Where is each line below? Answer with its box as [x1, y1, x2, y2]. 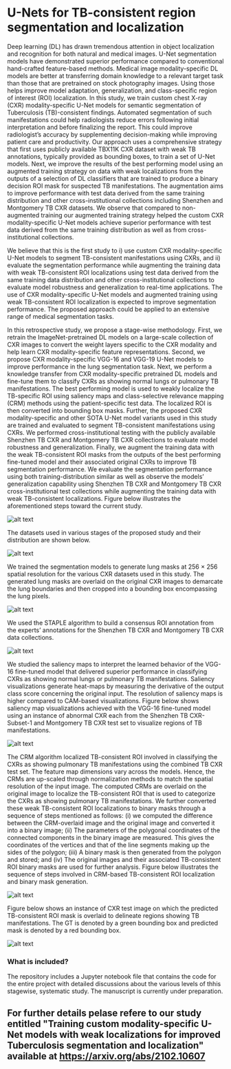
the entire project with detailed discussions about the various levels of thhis [7, 980, 221, 988]
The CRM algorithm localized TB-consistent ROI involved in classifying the [7, 752, 218, 761]
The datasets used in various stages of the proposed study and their [7, 528, 201, 536]
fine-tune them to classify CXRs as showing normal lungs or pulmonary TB [7, 377, 219, 385]
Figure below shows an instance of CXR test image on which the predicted [7, 904, 219, 912]
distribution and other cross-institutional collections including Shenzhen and [7, 196, 223, 204]
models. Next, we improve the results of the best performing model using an [7, 159, 223, 168]
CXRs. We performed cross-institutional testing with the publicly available [7, 428, 216, 436]
